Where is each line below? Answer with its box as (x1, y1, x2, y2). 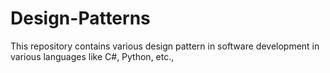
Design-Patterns (10, 7, 151, 30)
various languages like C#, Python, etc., (10, 50, 175, 62)
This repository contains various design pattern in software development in (10, 40, 320, 52)
